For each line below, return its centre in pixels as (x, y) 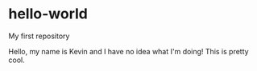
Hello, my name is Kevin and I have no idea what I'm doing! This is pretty (128, 51)
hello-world (48, 14)
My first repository (39, 36)
